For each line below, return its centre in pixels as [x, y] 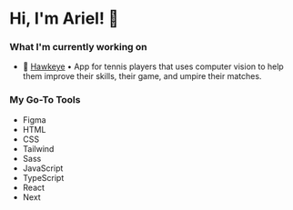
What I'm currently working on [78, 47]
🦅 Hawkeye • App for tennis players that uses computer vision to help [153, 66]
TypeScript [43, 177]
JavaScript [43, 168]
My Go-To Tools [45, 100]
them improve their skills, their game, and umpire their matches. [142, 76]
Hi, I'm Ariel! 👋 [64, 19]
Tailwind [38, 148]
